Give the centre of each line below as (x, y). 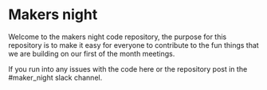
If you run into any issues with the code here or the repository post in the (128, 68)
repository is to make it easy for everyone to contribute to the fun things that (133, 45)
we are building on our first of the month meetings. (92, 53)
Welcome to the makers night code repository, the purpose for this (118, 37)
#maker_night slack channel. (55, 77)
